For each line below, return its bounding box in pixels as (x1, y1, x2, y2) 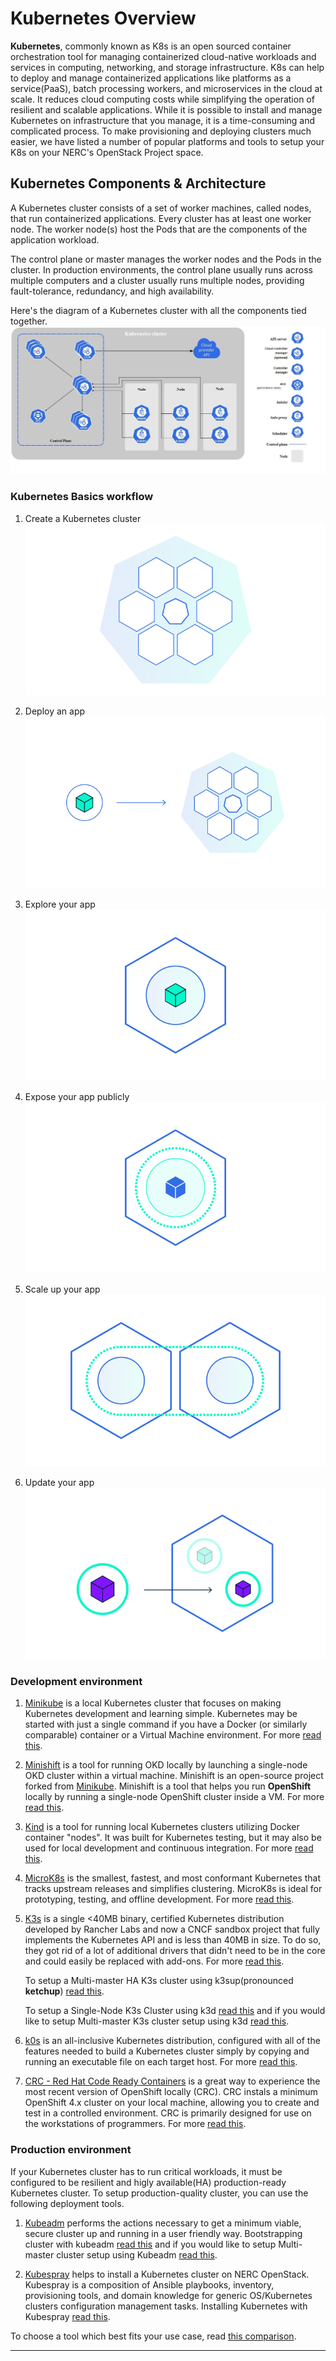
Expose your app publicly (24, 1090, 130, 1102)
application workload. (10, 233, 100, 246)
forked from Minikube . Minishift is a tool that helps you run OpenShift (24, 1780, 312, 1792)
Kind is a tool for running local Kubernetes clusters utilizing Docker (24, 1821, 300, 1833)
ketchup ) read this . (24, 1985, 105, 1997)
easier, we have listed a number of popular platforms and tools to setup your (10, 135, 325, 147)
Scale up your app (24, 1283, 101, 1296)
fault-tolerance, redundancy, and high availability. (10, 285, 215, 297)
